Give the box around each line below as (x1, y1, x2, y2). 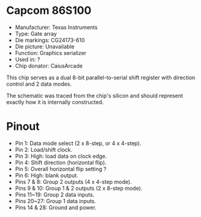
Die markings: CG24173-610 (14, 36, 85, 44)
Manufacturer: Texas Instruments (14, 24, 98, 31)
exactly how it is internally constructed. (6, 98, 104, 106)
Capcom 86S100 (6, 4, 92, 18)
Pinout (6, 120, 40, 134)
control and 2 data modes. (6, 80, 72, 88)
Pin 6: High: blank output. (14, 172, 78, 179)
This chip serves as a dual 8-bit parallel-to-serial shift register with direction (6, 74, 196, 81)
